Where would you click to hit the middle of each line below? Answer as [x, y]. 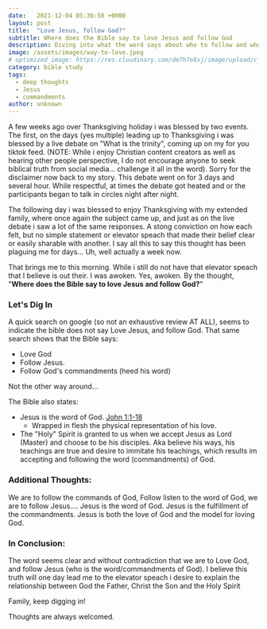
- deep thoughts [42, 82]
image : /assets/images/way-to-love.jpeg [76, 52]
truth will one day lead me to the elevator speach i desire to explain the [124, 577]
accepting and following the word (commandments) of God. [118, 459]
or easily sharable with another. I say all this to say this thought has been [127, 244]
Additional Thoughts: [50, 480]
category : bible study [46, 68]
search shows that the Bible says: [63, 339]
